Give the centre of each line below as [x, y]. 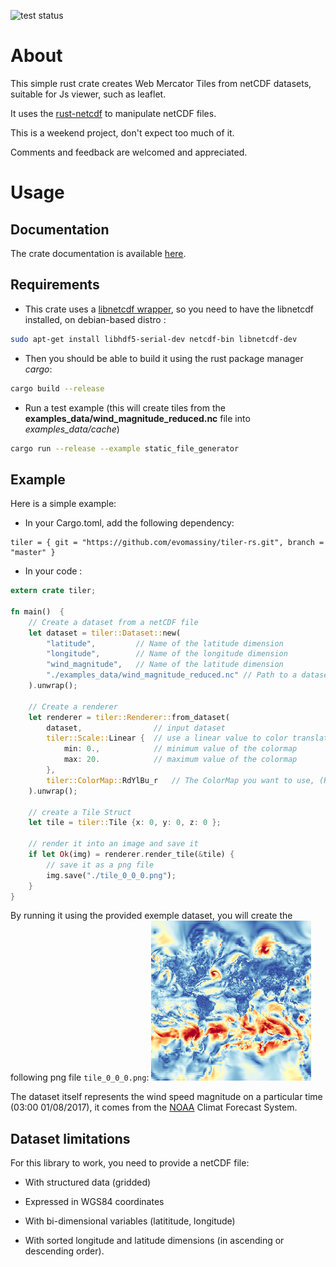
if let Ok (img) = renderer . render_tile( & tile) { [131, 855]
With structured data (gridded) [88, 1182]
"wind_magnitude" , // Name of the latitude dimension [165, 665]
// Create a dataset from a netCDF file [113, 622]
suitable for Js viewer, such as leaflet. [88, 94]
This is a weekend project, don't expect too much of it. [122, 132]
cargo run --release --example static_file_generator [125, 448]
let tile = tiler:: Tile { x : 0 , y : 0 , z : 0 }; [125, 823]
